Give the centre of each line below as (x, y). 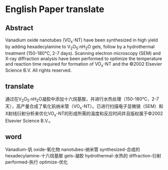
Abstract (19, 28)
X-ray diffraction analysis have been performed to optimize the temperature (84, 59)
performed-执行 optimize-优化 (36, 162)
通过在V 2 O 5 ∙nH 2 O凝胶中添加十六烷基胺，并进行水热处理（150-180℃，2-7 (82, 99)
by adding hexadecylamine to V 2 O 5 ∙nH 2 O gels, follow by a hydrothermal (80, 47)
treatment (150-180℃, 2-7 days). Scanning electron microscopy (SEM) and (83, 53)
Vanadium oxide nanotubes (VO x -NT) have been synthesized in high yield (82, 40)
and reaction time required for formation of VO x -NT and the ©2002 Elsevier (84, 64)
